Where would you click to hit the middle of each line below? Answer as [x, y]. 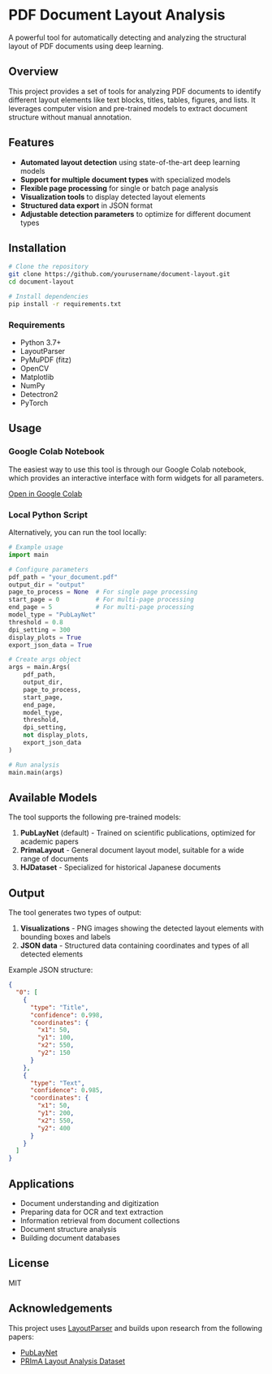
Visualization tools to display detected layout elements [112, 197]
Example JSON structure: [51, 970]
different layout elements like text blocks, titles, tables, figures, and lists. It [132, 100]
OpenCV [35, 369]
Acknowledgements [60, 1309]
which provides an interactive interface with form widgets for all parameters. [136, 477]
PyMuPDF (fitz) [45, 360]
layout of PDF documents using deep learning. [86, 45]
